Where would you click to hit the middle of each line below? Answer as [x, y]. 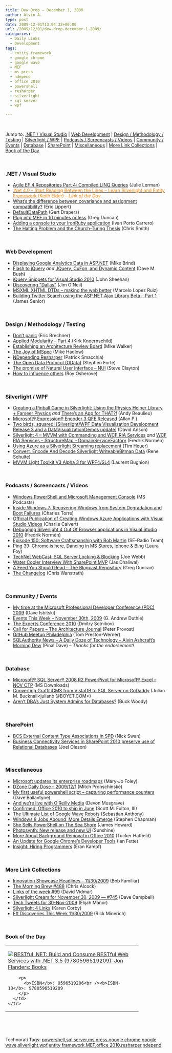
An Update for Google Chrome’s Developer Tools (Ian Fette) [76, 841]
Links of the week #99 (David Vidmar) [53, 892]
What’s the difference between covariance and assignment [75, 201]
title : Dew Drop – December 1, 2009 [44, 10]
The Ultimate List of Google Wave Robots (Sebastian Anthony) [78, 814]
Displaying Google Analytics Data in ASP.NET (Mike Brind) [74, 263]
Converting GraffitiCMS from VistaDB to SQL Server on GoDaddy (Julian [89, 691]
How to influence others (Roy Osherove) [55, 374]
